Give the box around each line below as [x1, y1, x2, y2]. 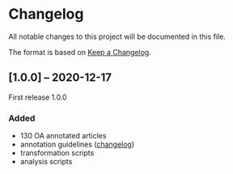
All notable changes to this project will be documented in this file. [8, 32, 227, 41]
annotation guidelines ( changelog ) [19, 139, 135, 150]
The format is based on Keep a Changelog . [8, 47, 151, 57]
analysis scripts [19, 157, 73, 167]
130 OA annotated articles [19, 131, 107, 141]
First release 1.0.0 [8, 92, 67, 102]
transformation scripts [19, 148, 95, 158]
